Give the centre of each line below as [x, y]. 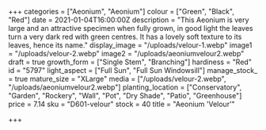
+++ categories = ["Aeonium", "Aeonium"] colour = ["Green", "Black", [122, 11]
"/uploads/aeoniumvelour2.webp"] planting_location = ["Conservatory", [125, 87]
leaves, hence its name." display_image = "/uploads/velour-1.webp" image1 [130, 45]
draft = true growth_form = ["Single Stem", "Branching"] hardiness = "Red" [130, 62]
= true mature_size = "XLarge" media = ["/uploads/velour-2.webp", [117, 79]
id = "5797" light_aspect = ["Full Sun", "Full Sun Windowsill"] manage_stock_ [133, 70]
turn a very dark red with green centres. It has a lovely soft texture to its [125, 36]
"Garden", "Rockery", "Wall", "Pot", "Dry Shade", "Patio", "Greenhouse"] [125, 96]
